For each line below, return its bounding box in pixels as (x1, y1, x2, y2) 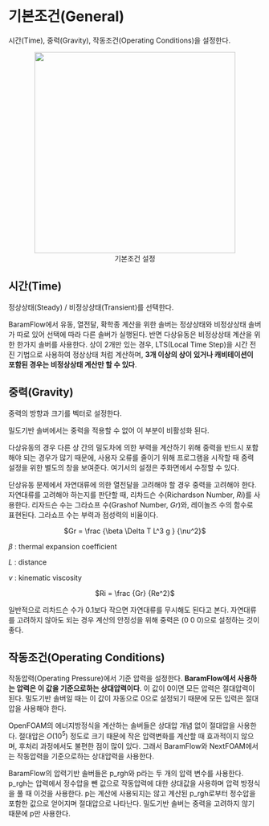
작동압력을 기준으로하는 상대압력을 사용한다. (16, 751, 155, 761)
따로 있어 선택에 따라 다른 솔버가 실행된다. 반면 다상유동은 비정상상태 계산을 (16, 329, 253, 339)
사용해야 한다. (22, 704, 67, 713)
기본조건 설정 (114, 253, 156, 263)
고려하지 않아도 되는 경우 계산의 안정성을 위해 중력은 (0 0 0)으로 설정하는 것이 (16, 614, 260, 624)
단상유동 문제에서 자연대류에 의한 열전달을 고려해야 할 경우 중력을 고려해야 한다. (8, 479, 257, 489)
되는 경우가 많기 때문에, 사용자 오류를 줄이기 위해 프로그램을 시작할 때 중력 (22, 452, 255, 462)
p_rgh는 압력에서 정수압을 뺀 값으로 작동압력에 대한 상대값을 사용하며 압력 (8, 779, 239, 788)
